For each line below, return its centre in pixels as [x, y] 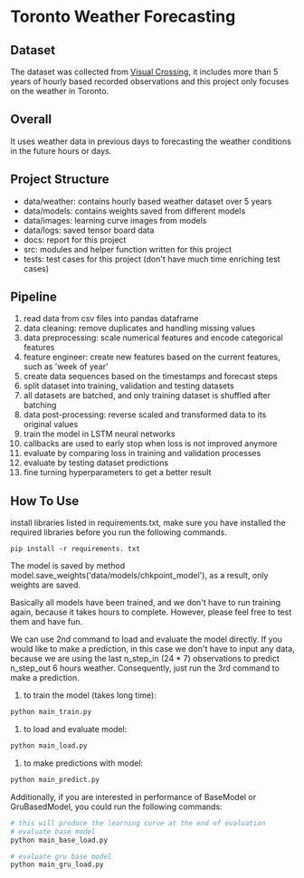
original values [51, 425]
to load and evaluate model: [75, 730]
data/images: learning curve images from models [115, 220]
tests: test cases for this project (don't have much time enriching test [152, 259]
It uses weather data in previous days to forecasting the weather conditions [151, 141]
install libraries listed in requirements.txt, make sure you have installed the [148, 523]
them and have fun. [47, 622]
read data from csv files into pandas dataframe [111, 319]
